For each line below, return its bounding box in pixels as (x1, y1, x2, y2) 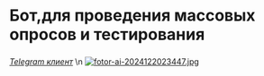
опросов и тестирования (9, 24, 205, 45)
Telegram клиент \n (9, 56, 83, 67)
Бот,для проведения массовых (9, 5, 256, 26)
